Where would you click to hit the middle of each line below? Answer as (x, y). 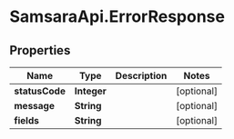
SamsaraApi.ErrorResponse (117, 17)
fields (26, 120)
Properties (40, 50)
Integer (91, 91)
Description (141, 76)
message (34, 106)
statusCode (40, 91)
